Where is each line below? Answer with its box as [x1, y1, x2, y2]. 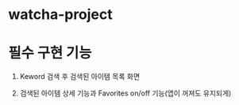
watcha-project [8, 6, 113, 24]
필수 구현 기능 [8, 44, 92, 62]
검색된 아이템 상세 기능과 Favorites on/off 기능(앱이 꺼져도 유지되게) [19, 88, 232, 98]
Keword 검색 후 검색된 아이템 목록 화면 [19, 72, 141, 81]
